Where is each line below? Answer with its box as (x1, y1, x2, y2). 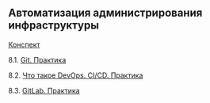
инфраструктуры (8, 19, 99, 32)
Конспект (8, 40, 40, 49)
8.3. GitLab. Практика (8, 86, 81, 95)
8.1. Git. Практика (8, 55, 67, 64)
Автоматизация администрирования (8, 6, 203, 20)
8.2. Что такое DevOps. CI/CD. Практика (8, 71, 143, 80)
